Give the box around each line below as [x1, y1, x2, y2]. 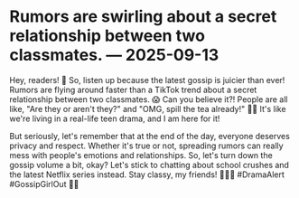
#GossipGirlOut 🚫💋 [9, 178, 79, 189]
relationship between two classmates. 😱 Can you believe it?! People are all [9, 93, 288, 105]
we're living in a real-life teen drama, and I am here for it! [9, 113, 220, 124]
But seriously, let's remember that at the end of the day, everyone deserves [9, 130, 291, 141]
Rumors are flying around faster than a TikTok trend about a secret [9, 84, 257, 95]
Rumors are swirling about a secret [9, 6, 277, 27]
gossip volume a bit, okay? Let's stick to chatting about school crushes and [9, 159, 289, 170]
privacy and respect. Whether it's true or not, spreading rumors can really [9, 140, 284, 151]
